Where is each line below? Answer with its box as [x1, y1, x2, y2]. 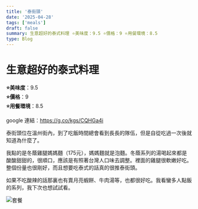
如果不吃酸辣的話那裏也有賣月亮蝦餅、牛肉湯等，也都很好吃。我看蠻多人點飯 [6, 177, 192, 184]
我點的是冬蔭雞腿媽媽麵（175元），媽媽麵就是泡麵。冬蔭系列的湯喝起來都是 [6, 149, 187, 156]
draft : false [6, 25, 38, 31]
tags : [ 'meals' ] [6, 19, 46, 25]
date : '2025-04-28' [6, 14, 54, 20]
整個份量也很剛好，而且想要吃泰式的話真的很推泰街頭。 [6, 164, 140, 171]
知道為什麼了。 [6, 136, 42, 143]
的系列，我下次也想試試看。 [6, 184, 74, 191]
